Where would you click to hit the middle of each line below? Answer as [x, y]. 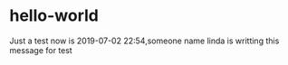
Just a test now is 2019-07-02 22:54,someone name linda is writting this [144, 41]
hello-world [54, 16]
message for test [41, 50]
